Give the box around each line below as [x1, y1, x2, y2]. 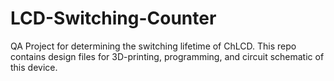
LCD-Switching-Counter [10, 7, 217, 30]
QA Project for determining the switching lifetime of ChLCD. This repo [10, 40, 297, 52]
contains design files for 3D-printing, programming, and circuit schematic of [10, 50, 325, 62]
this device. [10, 61, 58, 73]
